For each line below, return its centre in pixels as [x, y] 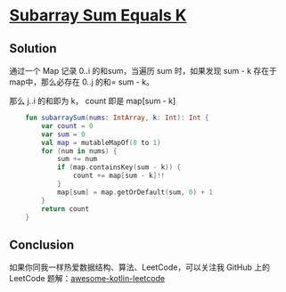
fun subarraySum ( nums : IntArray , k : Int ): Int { [117, 118]
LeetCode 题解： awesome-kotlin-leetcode [87, 279]
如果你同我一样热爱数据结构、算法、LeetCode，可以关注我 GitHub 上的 [139, 267]
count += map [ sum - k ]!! [119, 176]
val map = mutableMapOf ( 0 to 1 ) [102, 142]
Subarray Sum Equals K [98, 16]
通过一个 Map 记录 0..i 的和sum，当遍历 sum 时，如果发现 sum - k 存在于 [143, 71]
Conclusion [42, 244]
